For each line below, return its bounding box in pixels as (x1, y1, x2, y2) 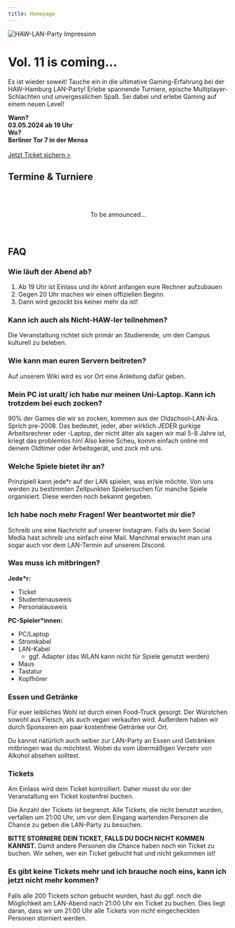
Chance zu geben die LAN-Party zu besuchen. (8, 821, 143, 829)
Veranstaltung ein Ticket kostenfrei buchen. (8, 792, 134, 800)
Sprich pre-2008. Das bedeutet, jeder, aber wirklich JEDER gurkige (8, 422, 201, 430)
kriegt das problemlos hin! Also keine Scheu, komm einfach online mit (8, 436, 208, 445)
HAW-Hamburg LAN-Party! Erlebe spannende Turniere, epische (8, 85, 192, 93)
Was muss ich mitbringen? (8, 558, 101, 568)
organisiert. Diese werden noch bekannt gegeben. (8, 492, 152, 501)
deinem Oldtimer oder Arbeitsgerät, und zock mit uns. (8, 443, 163, 452)
